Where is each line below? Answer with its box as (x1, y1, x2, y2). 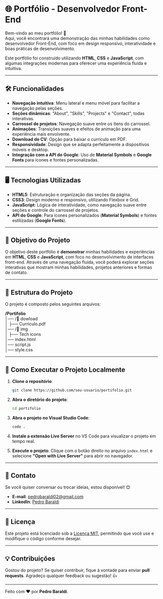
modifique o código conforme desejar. (5, 536, 81, 542)
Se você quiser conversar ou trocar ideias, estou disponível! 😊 (5, 484, 130, 490)
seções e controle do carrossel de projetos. (12, 207, 99, 213)
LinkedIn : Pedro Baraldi (12, 499, 60, 505)
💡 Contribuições (5, 554, 55, 563)
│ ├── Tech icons (5, 331, 41, 337)
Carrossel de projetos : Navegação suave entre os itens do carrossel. (12, 121, 151, 127)
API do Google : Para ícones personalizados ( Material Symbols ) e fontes (12, 212, 157, 218)
